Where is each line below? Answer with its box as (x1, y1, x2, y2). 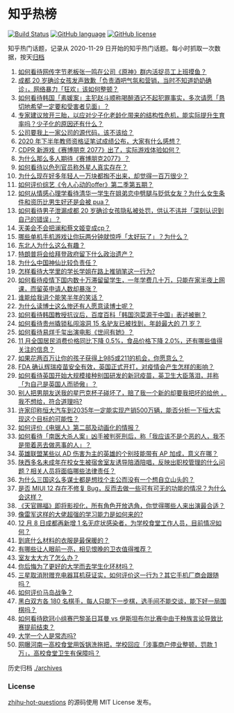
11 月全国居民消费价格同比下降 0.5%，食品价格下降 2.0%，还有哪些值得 (17, 336, 223, 344)
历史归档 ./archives (8, 664, 62, 672)
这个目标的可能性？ (24, 414, 79, 423)
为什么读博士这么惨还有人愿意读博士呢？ (17, 301, 134, 310)
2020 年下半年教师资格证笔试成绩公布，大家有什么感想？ (17, 137, 181, 145)
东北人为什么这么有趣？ (17, 241, 85, 249)
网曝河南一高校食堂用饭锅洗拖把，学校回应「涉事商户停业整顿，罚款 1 (17, 640, 217, 648)
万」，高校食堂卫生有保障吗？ (17, 648, 101, 657)
